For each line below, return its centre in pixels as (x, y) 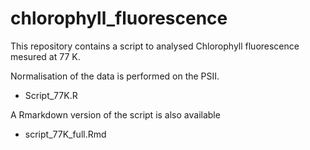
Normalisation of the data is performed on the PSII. (115, 76)
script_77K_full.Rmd (65, 134)
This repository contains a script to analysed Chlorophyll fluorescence (155, 46)
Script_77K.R (51, 95)
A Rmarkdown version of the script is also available (115, 114)
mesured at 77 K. (45, 56)
